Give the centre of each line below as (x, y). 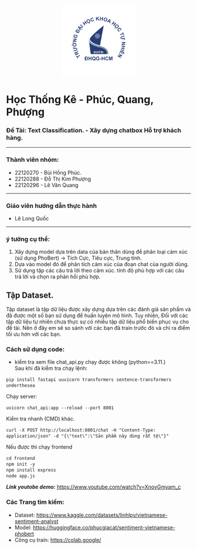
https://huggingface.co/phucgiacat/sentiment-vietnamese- (104, 527)
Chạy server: (22, 397)
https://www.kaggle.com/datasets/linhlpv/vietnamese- (102, 515)
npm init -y (21, 465)
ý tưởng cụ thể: (28, 239)
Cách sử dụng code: (35, 349)
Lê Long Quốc (32, 219)
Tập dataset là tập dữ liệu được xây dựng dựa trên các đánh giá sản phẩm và (98, 309)
